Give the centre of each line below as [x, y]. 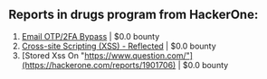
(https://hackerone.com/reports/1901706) [99, 65]
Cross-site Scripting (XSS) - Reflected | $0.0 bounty [119, 46]
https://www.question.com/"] [139, 55]
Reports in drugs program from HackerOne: [133, 15]
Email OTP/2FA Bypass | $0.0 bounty [91, 36]
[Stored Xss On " [53, 55]
